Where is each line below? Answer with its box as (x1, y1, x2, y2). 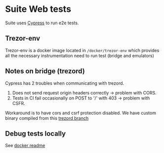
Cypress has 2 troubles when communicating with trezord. (5, 80, 124, 86)
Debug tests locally (5, 129, 66, 138)
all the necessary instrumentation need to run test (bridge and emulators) (5, 52, 155, 58)
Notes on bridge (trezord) (5, 67, 85, 75)
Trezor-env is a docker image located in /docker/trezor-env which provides (5, 47, 160, 53)
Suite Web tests (5, 3, 72, 15)
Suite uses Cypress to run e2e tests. (5, 20, 79, 26)
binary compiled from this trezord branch (5, 115, 89, 121)
